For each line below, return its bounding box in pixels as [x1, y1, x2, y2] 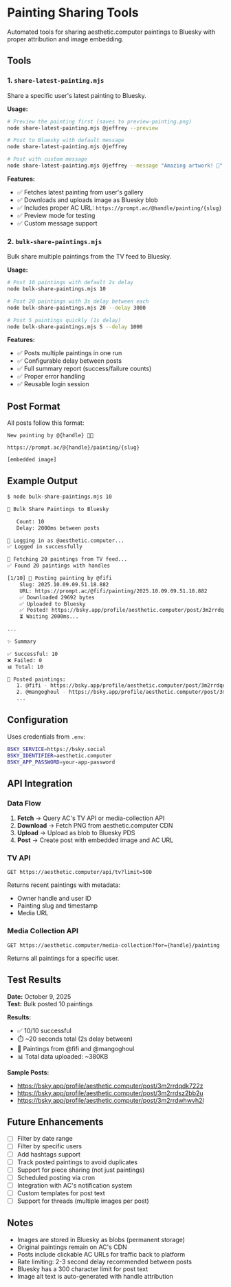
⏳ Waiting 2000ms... [19, 613, 79, 620]
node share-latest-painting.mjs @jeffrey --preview [7, 124, 158, 132]
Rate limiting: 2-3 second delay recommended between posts [16, 1257, 192, 1266]
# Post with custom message [7, 156, 88, 163]
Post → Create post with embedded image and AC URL [16, 836, 174, 844]
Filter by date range [16, 1135, 74, 1143]
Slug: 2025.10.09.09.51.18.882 [19, 581, 109, 588]
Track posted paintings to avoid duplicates [16, 1157, 138, 1166]
